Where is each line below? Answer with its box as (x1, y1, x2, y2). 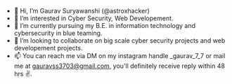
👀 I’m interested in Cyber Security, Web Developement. (13, 14, 174, 22)
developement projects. (13, 44, 83, 52)
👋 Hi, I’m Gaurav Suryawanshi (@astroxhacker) (13, 7, 150, 15)
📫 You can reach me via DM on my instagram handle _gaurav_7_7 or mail (13, 52, 226, 59)
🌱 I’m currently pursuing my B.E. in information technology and (13, 22, 195, 29)
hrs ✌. (13, 70, 32, 78)
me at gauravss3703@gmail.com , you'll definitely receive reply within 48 (13, 62, 225, 70)
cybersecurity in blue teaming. (13, 29, 103, 37)
